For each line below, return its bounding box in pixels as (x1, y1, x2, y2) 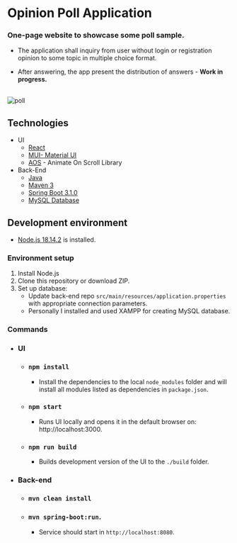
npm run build (28, 443, 77, 451)
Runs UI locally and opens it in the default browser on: (38, 417, 197, 426)
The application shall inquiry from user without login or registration (17, 46, 212, 55)
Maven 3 (28, 181, 54, 189)
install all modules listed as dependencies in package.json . (38, 385, 209, 393)
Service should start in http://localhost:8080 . (38, 528, 175, 537)
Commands (7, 325, 48, 335)
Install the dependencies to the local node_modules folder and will (38, 377, 228, 386)
